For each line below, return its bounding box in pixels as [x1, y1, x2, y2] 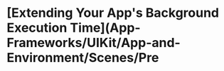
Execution [6, 20, 68, 36]
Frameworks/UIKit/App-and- [6, 35, 181, 51]
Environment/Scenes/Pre [6, 50, 159, 66]
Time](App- [70, 20, 141, 36]
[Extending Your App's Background [6, 5, 220, 21]
